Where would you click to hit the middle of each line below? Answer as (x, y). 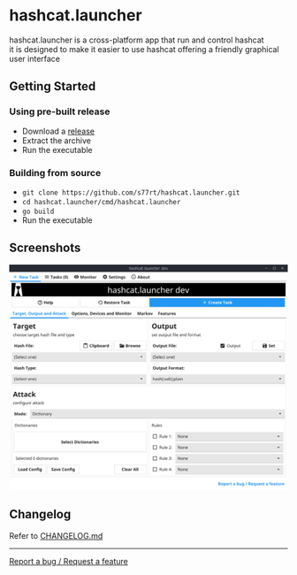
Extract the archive (56, 140)
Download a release (58, 131)
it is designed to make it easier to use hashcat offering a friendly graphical (145, 49)
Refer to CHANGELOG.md (56, 535)
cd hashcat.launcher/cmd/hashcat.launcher (101, 202)
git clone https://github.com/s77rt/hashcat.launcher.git (131, 192)
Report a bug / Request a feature (69, 561)
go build (38, 211)
